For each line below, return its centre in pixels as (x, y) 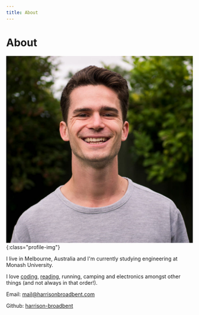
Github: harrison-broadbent (40, 306)
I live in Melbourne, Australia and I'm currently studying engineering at (92, 259)
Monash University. (30, 265)
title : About (22, 12)
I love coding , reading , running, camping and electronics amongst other (93, 276)
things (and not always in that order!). (52, 282)
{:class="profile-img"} (33, 247)
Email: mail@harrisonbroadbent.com (51, 294)
